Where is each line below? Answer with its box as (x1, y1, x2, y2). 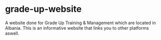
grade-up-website (5, 3, 82, 15)
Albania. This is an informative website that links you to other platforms (5, 25, 149, 31)
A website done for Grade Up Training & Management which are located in (5, 20, 156, 26)
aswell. (5, 30, 20, 36)
